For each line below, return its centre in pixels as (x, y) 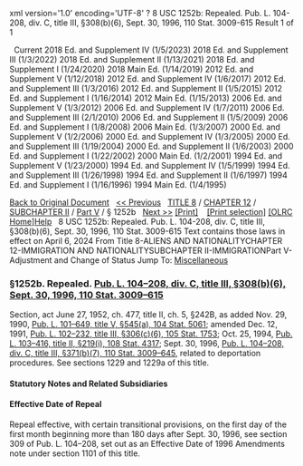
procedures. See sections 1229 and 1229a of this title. (109, 363)
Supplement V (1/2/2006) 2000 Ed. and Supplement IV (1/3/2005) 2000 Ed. (150, 136)
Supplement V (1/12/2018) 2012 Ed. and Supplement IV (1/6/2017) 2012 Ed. (148, 79)
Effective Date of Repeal (56, 404)
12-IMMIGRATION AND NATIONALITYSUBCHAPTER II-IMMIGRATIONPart (146, 250)
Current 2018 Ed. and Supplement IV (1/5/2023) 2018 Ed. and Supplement (151, 50)
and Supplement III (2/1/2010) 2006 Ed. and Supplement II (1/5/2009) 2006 (149, 117)
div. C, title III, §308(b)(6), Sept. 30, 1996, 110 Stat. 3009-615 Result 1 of (161, 23)
